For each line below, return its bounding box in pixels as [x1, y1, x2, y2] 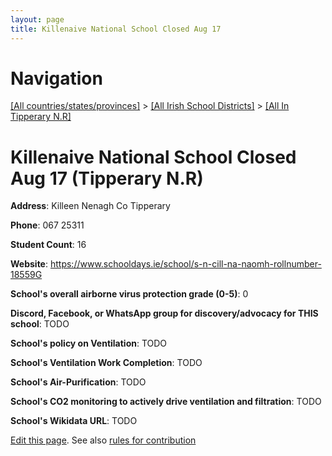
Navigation [10, 67, 103, 90]
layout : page [10, 14, 65, 25]
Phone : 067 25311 [10, 219, 85, 231]
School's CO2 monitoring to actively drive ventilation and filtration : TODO [10, 396, 322, 408]
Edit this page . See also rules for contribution [10, 434, 197, 446]
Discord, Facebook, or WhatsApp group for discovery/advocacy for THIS [10, 307, 319, 320]
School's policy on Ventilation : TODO [10, 337, 168, 350]
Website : [10, 258, 49, 270]
